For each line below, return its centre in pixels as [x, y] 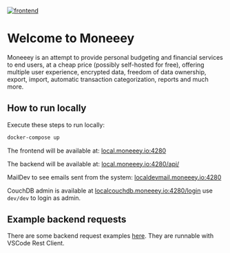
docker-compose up [33, 137]
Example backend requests [67, 220]
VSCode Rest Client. [36, 243]
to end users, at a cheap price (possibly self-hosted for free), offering [106, 65]
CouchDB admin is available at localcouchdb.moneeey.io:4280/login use [110, 190]
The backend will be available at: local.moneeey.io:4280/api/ [93, 164]
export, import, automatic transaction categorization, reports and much [108, 79]
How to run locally [47, 108]
